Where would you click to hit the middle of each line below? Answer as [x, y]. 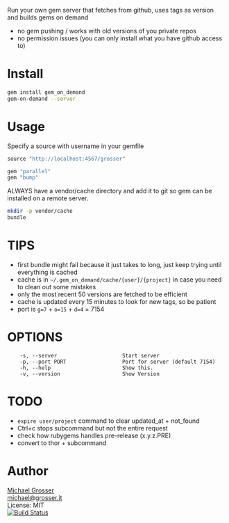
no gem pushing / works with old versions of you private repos [107, 31]
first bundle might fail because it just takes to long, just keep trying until [119, 264]
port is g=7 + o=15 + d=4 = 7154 [61, 309]
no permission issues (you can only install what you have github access [120, 38]
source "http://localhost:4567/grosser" [67, 159]
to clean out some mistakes [57, 287]
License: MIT [26, 505]
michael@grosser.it [35, 497]
